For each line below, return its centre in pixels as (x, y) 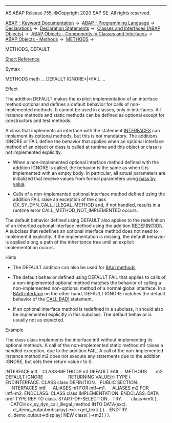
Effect (12, 89)
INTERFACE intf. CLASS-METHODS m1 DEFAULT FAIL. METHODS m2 (84, 371)
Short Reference (23, 59)
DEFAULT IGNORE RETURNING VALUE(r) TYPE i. (68, 377)
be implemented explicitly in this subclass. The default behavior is (82, 314)
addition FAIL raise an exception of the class (59, 199)
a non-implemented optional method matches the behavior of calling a (87, 283)
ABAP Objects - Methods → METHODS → (50, 39)
